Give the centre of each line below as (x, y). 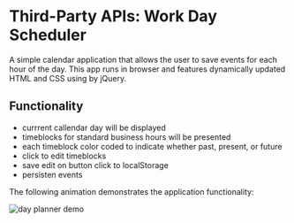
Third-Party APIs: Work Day (113, 16)
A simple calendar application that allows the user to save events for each (143, 59)
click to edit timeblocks (64, 156)
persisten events (52, 174)
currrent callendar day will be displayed (94, 127)
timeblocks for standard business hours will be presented (126, 137)
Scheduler (48, 35)
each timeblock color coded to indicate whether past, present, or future (152, 146)
